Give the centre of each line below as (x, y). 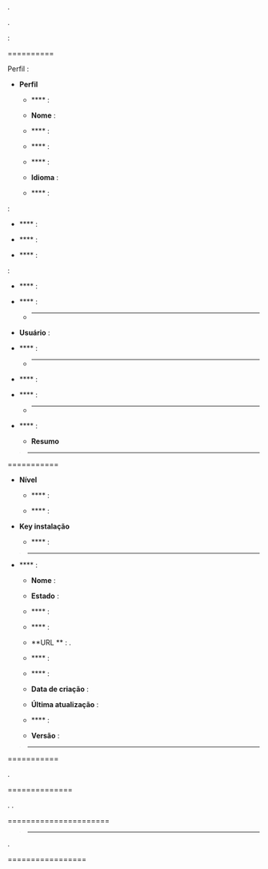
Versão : (45, 736)
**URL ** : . (51, 642)
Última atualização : (65, 704)
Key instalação (44, 526)
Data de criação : (60, 689)
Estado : (45, 596)
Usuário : (34, 332)
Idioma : (45, 177)
